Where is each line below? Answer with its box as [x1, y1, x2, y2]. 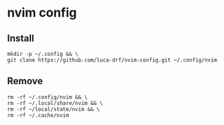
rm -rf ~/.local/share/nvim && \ [7, 99, 103, 106]
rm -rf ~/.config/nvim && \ [7, 93, 88, 101]
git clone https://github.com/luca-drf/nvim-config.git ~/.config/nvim [7, 57, 217, 64]
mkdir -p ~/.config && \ [7, 50, 79, 57]
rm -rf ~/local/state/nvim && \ [7, 106, 100, 113]
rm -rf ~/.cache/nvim [7, 112, 70, 119]
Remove [7, 75, 43, 87]
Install [7, 32, 34, 44]
